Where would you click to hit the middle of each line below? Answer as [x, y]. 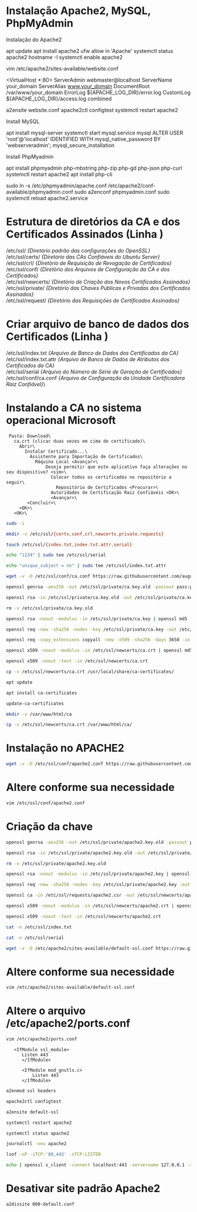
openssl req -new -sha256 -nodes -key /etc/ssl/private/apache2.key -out [98, 885]
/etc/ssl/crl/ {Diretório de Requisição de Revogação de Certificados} [89, 263]
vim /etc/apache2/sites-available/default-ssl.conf [70, 988]
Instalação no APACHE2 [65, 748]
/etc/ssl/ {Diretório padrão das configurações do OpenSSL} [78, 250]
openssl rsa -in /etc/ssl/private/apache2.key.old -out [76, 853]
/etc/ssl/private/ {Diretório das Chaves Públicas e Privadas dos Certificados [98, 288]
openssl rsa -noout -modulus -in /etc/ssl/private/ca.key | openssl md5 [97, 619]
